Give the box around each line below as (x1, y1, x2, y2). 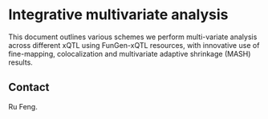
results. (8, 58, 34, 67)
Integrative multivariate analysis (8, 6, 229, 24)
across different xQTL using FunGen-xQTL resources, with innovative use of (8, 40, 260, 50)
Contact (8, 81, 50, 94)
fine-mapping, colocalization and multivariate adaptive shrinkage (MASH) (8, 49, 251, 58)
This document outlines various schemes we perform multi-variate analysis (8, 32, 258, 42)
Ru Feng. (8, 101, 38, 111)
